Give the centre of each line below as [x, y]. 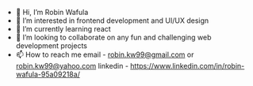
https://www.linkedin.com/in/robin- [188, 66]
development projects [51, 46]
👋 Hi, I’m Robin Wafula [52, 12]
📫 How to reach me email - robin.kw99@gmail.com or [105, 54]
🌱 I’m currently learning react [63, 29]
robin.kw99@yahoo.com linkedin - [72, 66]
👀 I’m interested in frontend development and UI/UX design [112, 21]
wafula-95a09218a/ [48, 74]
